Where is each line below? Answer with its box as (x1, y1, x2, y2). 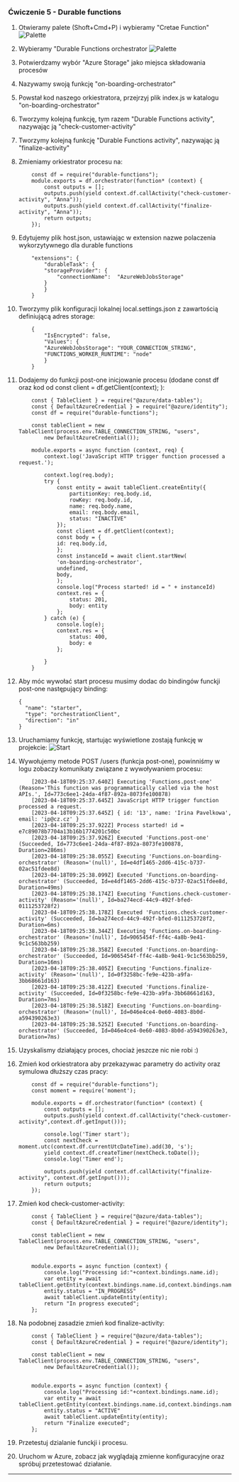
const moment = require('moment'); (31, 1087, 137, 1094)
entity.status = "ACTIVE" (44, 1407, 121, 1414)
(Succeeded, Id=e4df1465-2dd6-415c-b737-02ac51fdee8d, (63, 878, 229, 885)
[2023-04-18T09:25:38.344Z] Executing (31, 928, 146, 935)
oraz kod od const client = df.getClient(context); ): (18, 383, 165, 392)
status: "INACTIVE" (69, 516, 127, 523)
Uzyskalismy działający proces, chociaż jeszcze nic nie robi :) (18, 1046, 199, 1055)
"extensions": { (31, 255, 79, 262)
